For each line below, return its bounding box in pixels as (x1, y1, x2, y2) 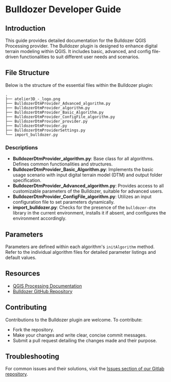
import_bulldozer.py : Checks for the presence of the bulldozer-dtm (12, 204, 156, 210)
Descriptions (5, 144, 38, 151)
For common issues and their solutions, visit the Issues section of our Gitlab (5, 366, 165, 372)
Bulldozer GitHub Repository (12, 288, 73, 294)
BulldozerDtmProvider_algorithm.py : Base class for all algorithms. (12, 156, 154, 162)
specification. (12, 177, 42, 183)
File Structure (5, 68, 50, 77)
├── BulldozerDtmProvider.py (5, 123, 67, 128)
